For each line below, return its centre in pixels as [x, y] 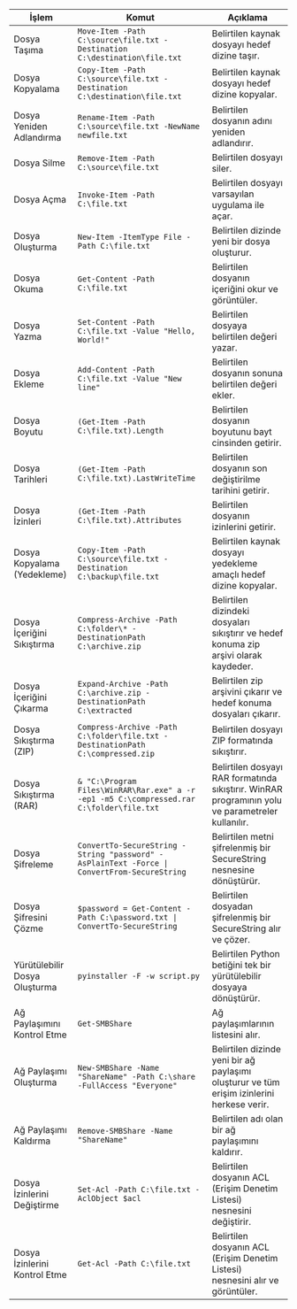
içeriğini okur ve [245, 289]
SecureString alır [246, 928]
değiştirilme [236, 479]
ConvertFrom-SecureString [132, 872]
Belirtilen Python [246, 954]
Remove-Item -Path [116, 158]
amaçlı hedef [239, 574]
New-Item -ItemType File [130, 237]
